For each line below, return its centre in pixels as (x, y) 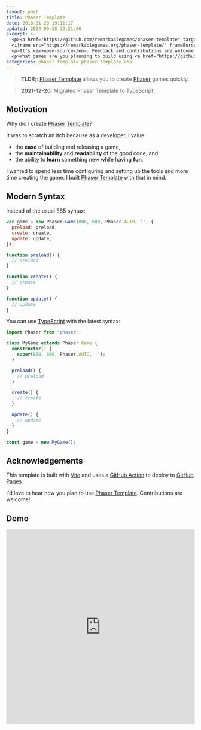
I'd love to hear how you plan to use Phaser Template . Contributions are (95, 493)
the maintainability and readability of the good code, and (86, 153)
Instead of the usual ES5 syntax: (46, 211)
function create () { (32, 277)
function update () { (32, 299)
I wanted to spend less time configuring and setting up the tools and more (97, 171)
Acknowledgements (45, 461)
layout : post (22, 12)
